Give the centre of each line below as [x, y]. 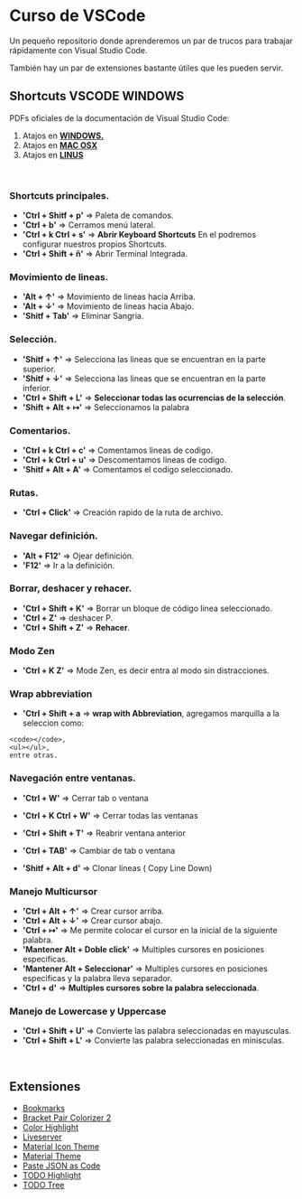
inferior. [37, 388]
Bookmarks [44, 1109]
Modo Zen [32, 651]
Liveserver [42, 1137]
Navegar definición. [54, 536]
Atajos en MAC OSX [59, 145]
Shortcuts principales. [59, 195]
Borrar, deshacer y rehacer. [71, 588]
